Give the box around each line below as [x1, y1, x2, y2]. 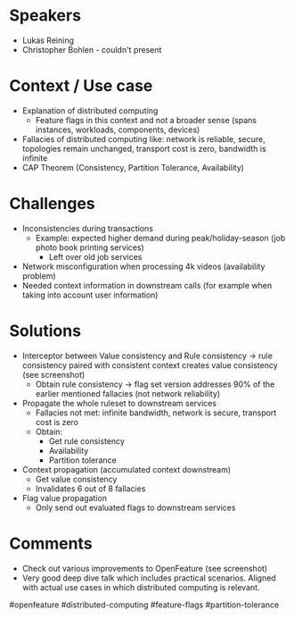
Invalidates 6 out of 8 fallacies [35, 483, 146, 494]
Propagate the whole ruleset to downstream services [21, 397, 216, 408]
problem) [21, 270, 56, 281]
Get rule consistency [48, 435, 125, 447]
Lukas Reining [21, 35, 74, 46]
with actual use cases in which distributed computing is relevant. [21, 581, 260, 592]
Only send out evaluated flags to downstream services [35, 502, 236, 513]
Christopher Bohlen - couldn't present [21, 44, 162, 54]
